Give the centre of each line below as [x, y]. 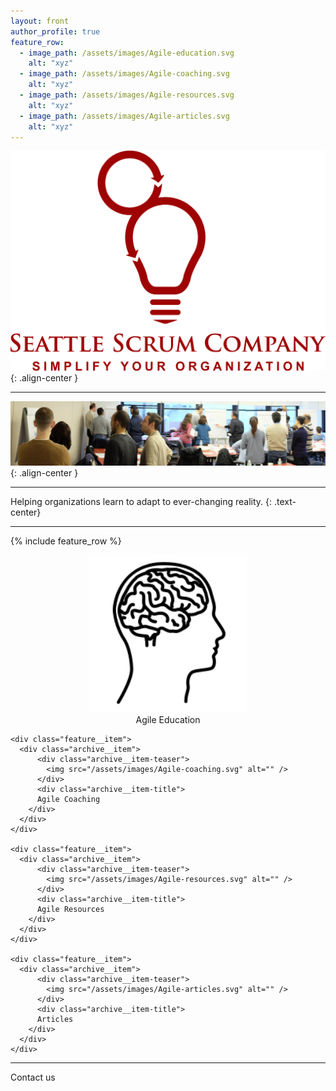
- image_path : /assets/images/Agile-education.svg [127, 53]
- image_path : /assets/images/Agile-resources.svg [127, 95]
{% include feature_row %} [66, 541]
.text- [285, 502]
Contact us [33, 1077]
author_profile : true [55, 31]
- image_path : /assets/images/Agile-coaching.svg [124, 74]
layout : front [40, 21]
